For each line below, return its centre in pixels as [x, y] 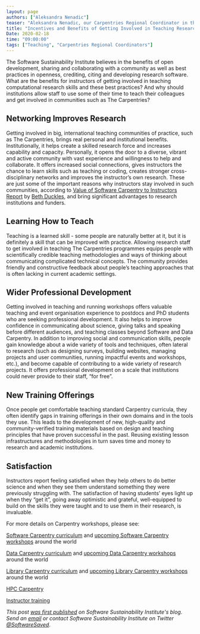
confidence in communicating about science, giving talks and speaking [93, 326]
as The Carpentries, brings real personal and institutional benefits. [87, 139]
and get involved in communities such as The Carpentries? [78, 100]
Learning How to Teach [50, 221]
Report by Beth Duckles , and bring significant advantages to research [92, 196]
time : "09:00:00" [28, 39]
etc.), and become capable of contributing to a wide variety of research [94, 363]
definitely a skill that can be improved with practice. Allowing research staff [98, 242]
